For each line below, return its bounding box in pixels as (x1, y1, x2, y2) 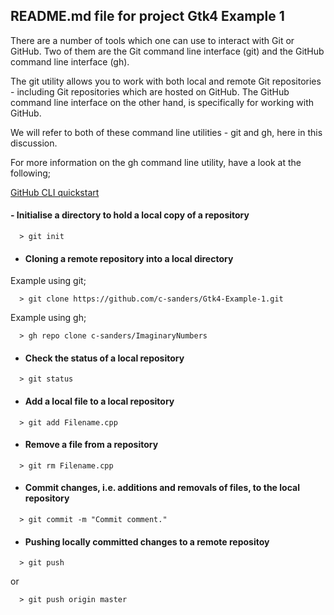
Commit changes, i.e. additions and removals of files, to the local (24, 482, 300, 494)
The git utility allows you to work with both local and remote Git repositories (10, 75, 322, 87)
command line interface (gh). (10, 55, 130, 68)
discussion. (10, 137, 58, 149)
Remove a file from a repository (24, 439, 159, 451)
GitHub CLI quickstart (10, 186, 100, 198)
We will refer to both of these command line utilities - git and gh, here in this (10, 126, 323, 138)
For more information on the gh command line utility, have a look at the (10, 156, 302, 168)
